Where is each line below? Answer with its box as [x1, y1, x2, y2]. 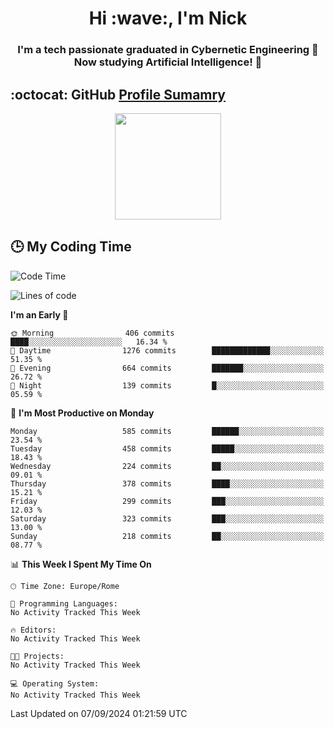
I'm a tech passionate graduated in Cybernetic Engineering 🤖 [17, 43, 319, 57]
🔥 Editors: [10, 625, 57, 635]
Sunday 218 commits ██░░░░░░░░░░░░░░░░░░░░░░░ [10, 531, 325, 541]
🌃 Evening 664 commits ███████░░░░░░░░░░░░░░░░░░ [10, 363, 325, 373]
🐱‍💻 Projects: [10, 651, 65, 661]
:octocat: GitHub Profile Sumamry [10, 86, 227, 103]
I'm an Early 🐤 [10, 308, 69, 321]
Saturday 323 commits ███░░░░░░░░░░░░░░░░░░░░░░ [10, 513, 325, 524]
